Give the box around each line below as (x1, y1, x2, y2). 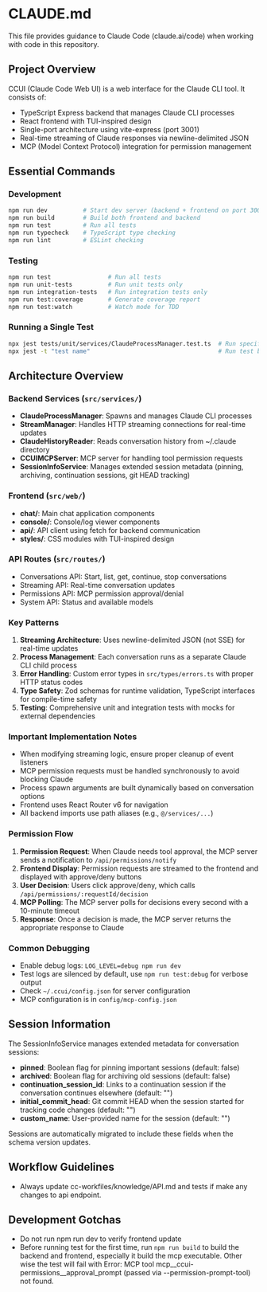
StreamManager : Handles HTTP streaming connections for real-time (19, 420, 246, 429)
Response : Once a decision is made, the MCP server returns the (19, 914, 232, 924)
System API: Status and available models (19, 597, 153, 606)
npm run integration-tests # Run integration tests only (8, 288, 208, 296)
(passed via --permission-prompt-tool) (123, 1268, 251, 1278)
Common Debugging (8, 942, 90, 953)
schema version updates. (8, 1137, 91, 1147)
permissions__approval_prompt (19, 1268, 122, 1278)
